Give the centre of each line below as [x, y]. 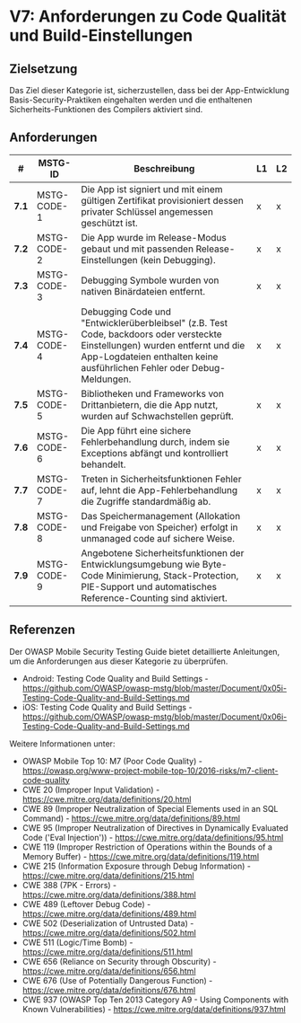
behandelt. [103, 464]
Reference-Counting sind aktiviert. [154, 597]
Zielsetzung [43, 69]
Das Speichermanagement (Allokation [160, 516]
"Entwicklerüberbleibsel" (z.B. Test [154, 322]
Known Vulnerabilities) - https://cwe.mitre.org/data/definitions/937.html [154, 1009]
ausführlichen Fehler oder [135, 367]
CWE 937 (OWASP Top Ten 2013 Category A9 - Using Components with [155, 1000]
